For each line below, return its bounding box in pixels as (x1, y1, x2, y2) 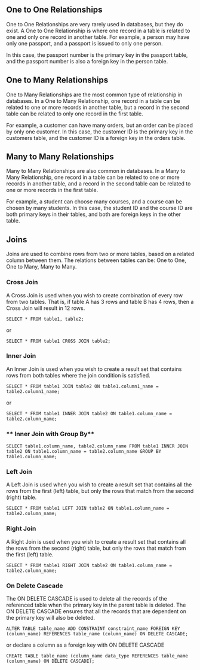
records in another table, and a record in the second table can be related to (6, 180, 191, 187)
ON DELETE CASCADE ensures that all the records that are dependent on (6, 608, 187, 615)
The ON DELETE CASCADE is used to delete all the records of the (6, 595, 167, 602)
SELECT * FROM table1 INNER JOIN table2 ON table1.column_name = (6, 410, 172, 416)
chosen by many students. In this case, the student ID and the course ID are (6, 205, 193, 212)
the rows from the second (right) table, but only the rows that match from (6, 544, 186, 552)
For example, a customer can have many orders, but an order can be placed (6, 121, 193, 129)
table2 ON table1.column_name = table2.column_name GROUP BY (6, 449, 162, 455)
